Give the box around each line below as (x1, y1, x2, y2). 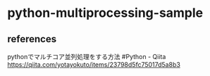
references (7, 33, 57, 45)
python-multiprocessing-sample (7, 5, 204, 21)
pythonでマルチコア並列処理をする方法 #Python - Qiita (7, 53, 166, 61)
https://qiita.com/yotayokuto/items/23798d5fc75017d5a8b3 (7, 61, 181, 68)
